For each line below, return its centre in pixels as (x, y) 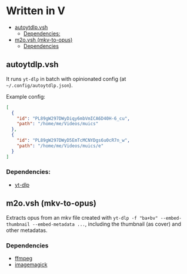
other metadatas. (27, 230)
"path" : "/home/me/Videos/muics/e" (60, 146)
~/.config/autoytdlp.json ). (39, 85)
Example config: (26, 96)
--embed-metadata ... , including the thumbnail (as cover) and (106, 224)
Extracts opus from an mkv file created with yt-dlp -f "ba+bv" (82, 217)
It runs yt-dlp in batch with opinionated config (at (66, 79)
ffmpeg (24, 258)
